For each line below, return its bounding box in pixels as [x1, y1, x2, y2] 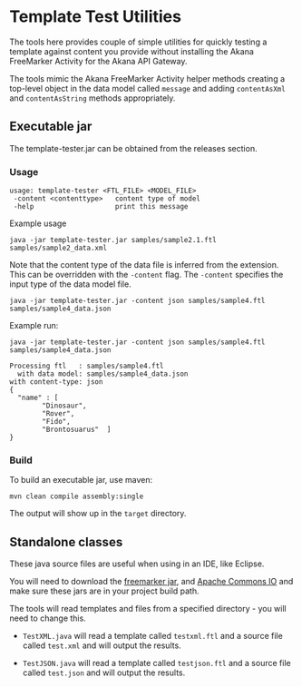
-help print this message [13, 202, 189, 211]
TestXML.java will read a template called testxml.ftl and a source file [22, 631, 283, 642]
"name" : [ [17, 393, 59, 403]
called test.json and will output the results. [22, 667, 186, 678]
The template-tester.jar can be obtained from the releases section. [9, 142, 258, 153]
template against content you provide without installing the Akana [9, 45, 254, 56]
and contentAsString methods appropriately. [9, 93, 176, 103]
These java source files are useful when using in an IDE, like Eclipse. [9, 558, 265, 569]
